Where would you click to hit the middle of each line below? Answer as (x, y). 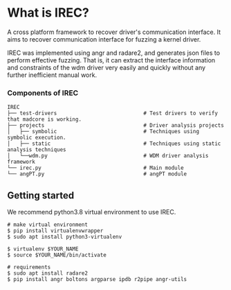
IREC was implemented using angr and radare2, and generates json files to (113, 53)
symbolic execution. (37, 138)
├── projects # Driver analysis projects (116, 126)
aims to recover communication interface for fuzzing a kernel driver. (104, 39)
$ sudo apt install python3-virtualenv (65, 237)
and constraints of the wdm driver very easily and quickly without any (107, 67)
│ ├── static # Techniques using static (114, 144)
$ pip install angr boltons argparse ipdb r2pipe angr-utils (97, 280)
